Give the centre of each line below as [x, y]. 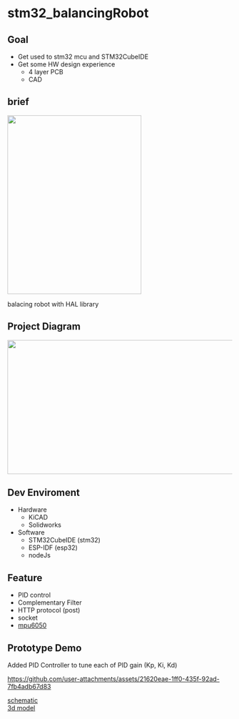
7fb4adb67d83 [29, 687]
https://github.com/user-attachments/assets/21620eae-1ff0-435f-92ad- [113, 679]
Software [31, 532]
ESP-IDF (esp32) [53, 547]
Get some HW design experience [66, 64]
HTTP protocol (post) [49, 610]
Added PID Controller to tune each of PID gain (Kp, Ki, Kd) [92, 665]
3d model [21, 708]
